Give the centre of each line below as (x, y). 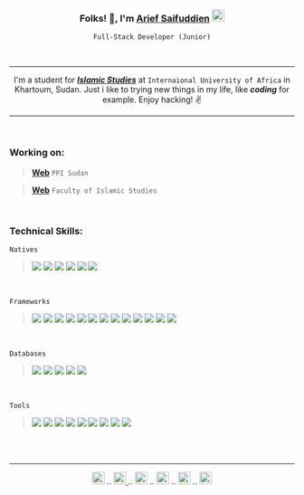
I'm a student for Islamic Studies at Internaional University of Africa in (152, 80)
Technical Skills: (46, 231)
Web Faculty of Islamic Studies (94, 190)
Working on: (37, 153)
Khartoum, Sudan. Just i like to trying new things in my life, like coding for (152, 90)
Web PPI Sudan (60, 172)
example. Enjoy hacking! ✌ (152, 100)
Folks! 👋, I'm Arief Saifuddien (145, 18)
